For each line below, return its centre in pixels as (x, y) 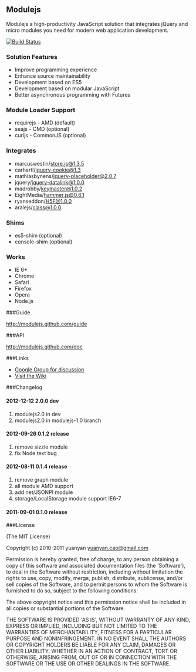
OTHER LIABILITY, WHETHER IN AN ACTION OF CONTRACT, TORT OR (92, 651)
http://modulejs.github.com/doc (45, 347)
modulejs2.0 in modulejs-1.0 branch (58, 420)
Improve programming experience (56, 70)
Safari (22, 282)
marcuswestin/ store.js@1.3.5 (49, 163)
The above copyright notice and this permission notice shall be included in (96, 602)
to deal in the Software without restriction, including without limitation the (94, 572)
